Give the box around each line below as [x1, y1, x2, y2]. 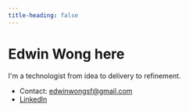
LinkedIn [19, 95, 48, 104]
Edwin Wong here [8, 45, 125, 63]
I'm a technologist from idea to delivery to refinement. [8, 71, 181, 81]
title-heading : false [8, 11, 79, 20]
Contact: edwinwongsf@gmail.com [19, 86, 133, 95]
